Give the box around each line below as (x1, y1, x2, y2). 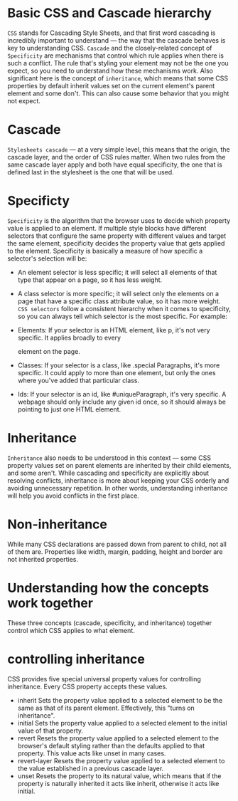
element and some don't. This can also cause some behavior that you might (7, 89, 229, 98)
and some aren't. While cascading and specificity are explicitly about (7, 468, 210, 477)
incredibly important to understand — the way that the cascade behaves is (7, 36, 226, 44)
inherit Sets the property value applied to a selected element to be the (17, 696, 223, 704)
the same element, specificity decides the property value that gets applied (7, 239, 225, 247)
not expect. (7, 96, 41, 105)
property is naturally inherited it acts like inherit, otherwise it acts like (17, 779, 220, 787)
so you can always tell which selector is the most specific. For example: (17, 312, 227, 320)
